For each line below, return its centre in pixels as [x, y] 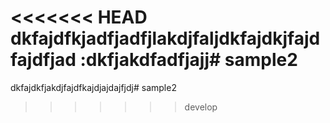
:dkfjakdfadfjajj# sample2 [188, 60]
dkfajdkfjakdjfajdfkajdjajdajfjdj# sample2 [93, 87]
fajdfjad [43, 60]
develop [201, 107]
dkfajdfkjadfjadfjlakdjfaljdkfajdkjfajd [165, 38]
